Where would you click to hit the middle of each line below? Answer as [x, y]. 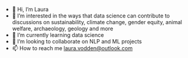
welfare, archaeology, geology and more [62, 28]
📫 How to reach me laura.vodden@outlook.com [72, 48]
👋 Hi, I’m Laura [30, 9]
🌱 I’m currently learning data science [58, 35]
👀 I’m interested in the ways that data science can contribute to [91, 16]
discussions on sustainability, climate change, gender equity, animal [97, 22]
